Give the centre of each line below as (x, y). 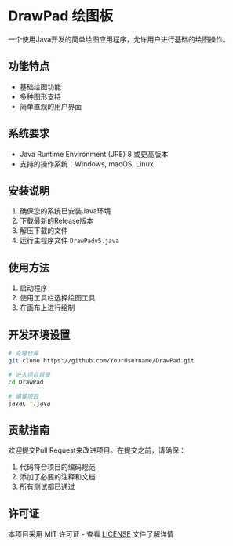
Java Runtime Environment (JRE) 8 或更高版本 (94, 154)
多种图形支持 (40, 96)
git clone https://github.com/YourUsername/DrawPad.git (101, 360)
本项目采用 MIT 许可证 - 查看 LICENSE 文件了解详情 (91, 533)
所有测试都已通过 (47, 486)
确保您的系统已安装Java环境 (65, 211)
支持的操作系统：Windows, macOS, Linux (87, 164)
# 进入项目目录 (29, 375)
